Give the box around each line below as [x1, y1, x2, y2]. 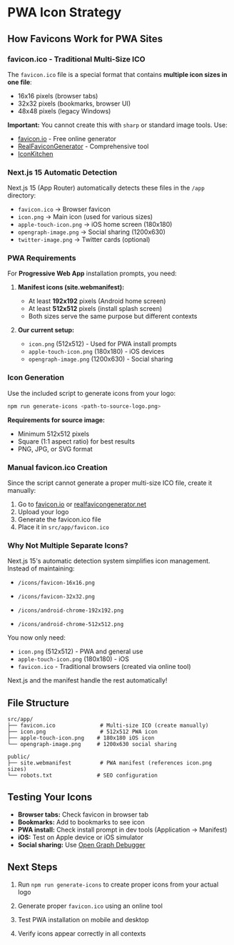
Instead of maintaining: [7, 564, 75, 573]
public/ [7, 753, 31, 760]
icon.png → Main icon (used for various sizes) [17, 213, 153, 221]
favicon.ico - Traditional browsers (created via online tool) [17, 663, 191, 671]
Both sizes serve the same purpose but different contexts [28, 312, 198, 321]
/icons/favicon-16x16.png [17, 579, 95, 587]
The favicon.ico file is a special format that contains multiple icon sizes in [7, 70, 228, 78]
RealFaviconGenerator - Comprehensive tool [17, 142, 149, 150]
